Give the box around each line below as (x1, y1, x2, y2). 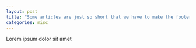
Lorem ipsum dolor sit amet (6, 36, 72, 43)
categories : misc (6, 19, 48, 25)
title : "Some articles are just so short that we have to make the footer (6, 14, 192, 20)
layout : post (6, 8, 38, 15)
